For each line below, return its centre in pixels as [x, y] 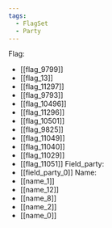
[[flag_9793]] [41, 95]
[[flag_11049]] [43, 138]
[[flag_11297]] [42, 87]
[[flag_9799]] [41, 70]
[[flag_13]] [37, 78]
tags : [17, 16]
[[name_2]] [38, 207]
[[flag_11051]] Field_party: [62, 164]
